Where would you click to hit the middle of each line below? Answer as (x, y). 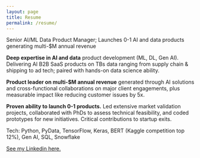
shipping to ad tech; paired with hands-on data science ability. (83, 71)
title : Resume (24, 17)
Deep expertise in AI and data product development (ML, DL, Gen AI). (93, 58)
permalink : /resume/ (32, 23)
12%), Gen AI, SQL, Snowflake (43, 137)
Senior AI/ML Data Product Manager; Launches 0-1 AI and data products (95, 40)
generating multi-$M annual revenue (51, 46)
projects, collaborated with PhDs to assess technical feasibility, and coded (98, 113)
